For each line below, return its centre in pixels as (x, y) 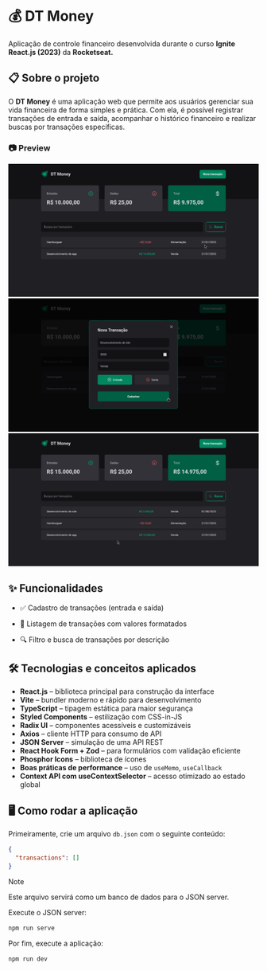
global (30, 785)
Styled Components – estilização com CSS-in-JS (101, 717)
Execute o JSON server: (48, 912)
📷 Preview (29, 147)
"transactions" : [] (48, 858)
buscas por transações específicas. (67, 127)
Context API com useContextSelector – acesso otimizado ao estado (132, 776)
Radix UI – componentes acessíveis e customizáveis (105, 726)
